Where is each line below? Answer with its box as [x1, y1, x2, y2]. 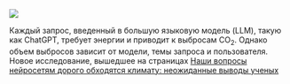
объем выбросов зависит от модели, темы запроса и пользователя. [9, 46, 269, 57]
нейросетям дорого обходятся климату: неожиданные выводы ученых [9, 65, 279, 75]
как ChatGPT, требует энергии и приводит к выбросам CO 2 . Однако [9, 34, 268, 47]
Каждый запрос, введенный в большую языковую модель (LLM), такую [9, 26, 282, 35]
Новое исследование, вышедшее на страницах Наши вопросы [9, 55, 247, 65]
